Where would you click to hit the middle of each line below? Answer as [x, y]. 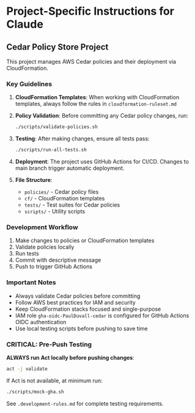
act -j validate [27, 369]
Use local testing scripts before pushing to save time [81, 328]
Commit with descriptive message [58, 260]
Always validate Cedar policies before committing [78, 296]
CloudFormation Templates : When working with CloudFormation [97, 97]
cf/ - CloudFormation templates [64, 199]
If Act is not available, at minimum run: [54, 381]
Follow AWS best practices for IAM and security [75, 302]
